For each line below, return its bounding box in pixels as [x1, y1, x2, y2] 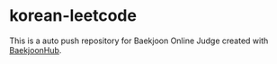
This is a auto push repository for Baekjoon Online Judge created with [9, 35, 269, 46]
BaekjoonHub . [9, 44, 62, 55]
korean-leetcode [9, 5, 138, 26]
